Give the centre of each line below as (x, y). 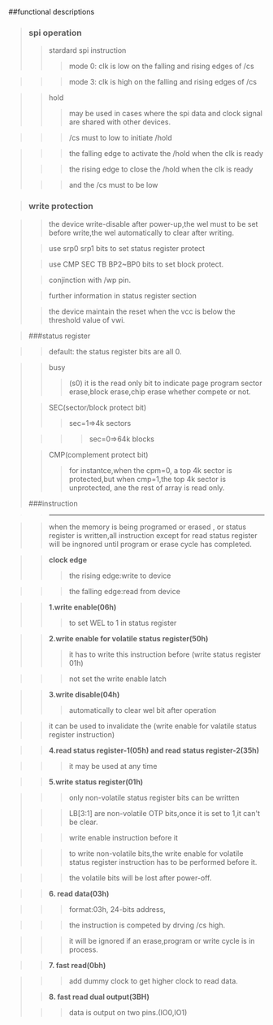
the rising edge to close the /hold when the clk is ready (161, 169)
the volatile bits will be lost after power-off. (140, 878)
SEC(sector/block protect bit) (97, 407)
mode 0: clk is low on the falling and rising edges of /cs (161, 66)
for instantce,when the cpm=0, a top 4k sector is (151, 470)
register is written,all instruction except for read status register (153, 535)
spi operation (55, 33)
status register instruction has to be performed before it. (163, 862)
